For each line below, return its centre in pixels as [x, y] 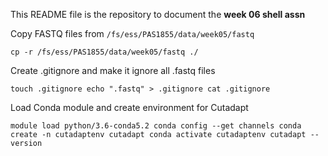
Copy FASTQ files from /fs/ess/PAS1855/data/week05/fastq [132, 33]
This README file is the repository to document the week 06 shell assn [158, 14]
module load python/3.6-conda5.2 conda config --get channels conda [156, 126]
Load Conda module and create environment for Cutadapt [129, 107]
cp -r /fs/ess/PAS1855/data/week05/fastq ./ [104, 52]
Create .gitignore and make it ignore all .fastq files [113, 70]
